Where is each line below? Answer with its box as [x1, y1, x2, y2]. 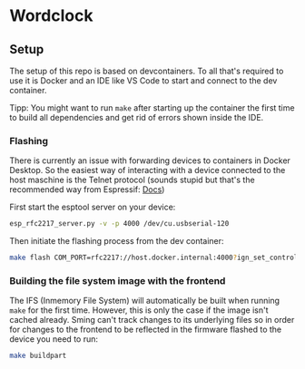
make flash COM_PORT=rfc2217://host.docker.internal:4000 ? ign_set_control [9, 253, 299, 263]
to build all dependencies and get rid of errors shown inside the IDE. [9, 112, 264, 122]
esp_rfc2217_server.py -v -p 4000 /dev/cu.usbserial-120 [9, 219, 230, 228]
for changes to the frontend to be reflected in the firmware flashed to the [9, 324, 282, 335]
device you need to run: [9, 334, 98, 345]
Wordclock [9, 5, 93, 26]
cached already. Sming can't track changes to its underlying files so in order [9, 315, 295, 325]
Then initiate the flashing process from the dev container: [9, 236, 224, 247]
